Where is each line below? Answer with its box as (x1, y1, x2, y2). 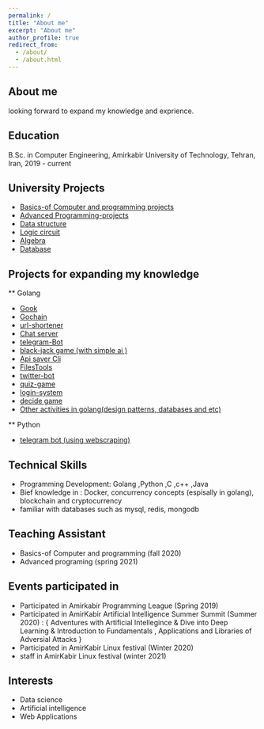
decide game (19, 397, 63, 406)
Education (8, 129, 60, 142)
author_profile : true (8, 33, 80, 42)
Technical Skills (8, 458, 88, 472)
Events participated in (8, 579, 119, 594)
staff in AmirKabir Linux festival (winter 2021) (19, 651, 167, 661)
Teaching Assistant (8, 527, 106, 541)
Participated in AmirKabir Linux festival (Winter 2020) (19, 643, 194, 652)
